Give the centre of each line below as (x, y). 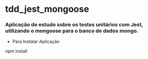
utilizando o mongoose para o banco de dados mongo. (72, 31)
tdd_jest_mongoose (47, 9)
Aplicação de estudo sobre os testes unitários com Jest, (74, 25)
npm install (16, 51)
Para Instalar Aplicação (36, 42)
